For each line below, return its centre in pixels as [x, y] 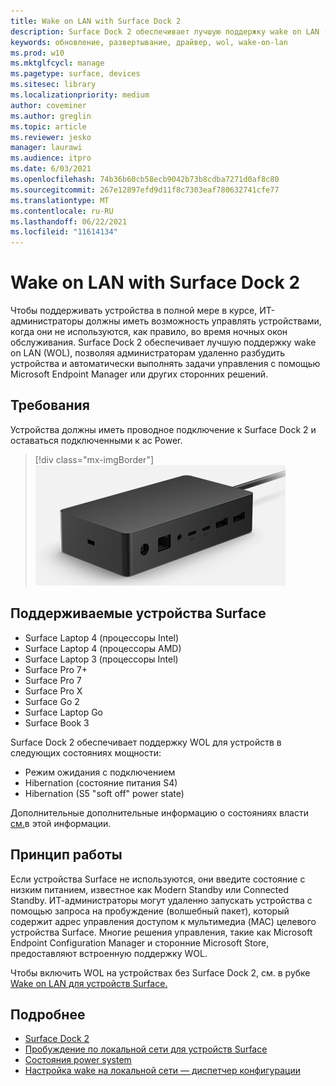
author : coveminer [48, 105]
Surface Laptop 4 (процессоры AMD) [103, 648]
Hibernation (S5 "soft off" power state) [104, 793]
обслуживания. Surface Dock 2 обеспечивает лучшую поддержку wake [163, 342]
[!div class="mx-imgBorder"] [94, 459]
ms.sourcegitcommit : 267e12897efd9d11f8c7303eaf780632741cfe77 [145, 190]
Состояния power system [78, 1060]
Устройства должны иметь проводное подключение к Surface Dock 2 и [163, 429]
